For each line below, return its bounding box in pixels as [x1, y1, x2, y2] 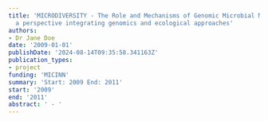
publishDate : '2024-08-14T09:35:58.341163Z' [8, 49, 159, 57]
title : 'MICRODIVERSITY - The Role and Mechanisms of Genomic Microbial [8, 11, 255, 20]
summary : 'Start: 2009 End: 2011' [8, 78, 124, 86]
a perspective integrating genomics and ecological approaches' [15, 19, 234, 27]
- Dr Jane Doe [8, 33, 56, 42]
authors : [8, 26, 37, 34]
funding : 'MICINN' [8, 71, 69, 79]
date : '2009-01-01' [8, 41, 73, 49]
